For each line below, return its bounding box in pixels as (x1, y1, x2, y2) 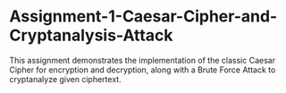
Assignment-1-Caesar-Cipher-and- (9, 6, 278, 27)
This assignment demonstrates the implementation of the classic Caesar (9, 55, 275, 65)
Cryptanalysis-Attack (9, 25, 173, 46)
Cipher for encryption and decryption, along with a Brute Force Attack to (9, 64, 276, 75)
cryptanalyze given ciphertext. (9, 73, 122, 84)
